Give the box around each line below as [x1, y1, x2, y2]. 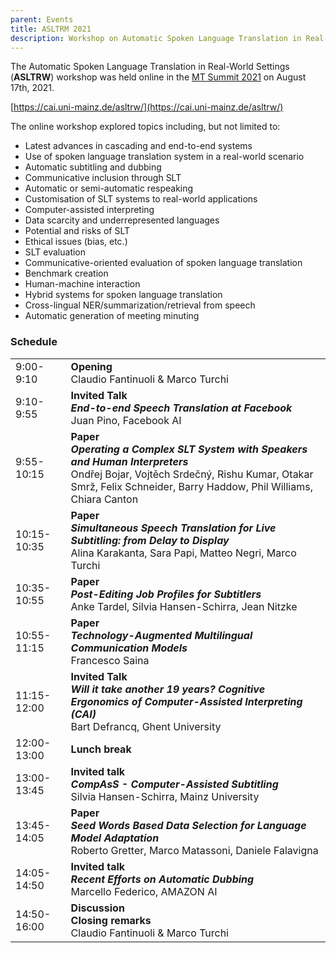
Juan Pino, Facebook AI [70, 413, 182, 427]
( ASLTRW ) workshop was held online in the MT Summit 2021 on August [10, 71, 307, 83]
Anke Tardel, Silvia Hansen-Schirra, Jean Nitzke [70, 599, 298, 613]
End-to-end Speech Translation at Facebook [70, 401, 293, 415]
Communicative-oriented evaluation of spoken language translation [24, 257, 303, 269]
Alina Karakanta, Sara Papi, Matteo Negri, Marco [70, 546, 297, 560]
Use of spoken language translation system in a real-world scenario [24, 151, 305, 163]
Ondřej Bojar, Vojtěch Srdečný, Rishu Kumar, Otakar [70, 467, 314, 481]
